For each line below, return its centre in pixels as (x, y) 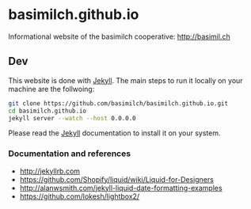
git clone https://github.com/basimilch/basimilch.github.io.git (118, 103)
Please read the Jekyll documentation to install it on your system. (114, 133)
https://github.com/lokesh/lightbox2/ (80, 196)
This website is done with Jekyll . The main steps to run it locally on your (125, 80)
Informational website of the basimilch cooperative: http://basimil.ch (120, 36)
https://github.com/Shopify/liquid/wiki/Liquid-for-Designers (116, 179)
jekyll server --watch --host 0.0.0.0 (72, 118)
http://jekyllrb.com (50, 171)
